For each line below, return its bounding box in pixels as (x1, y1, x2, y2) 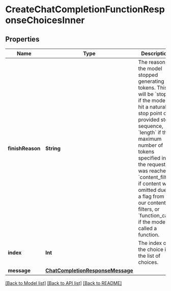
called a (138, 225, 157, 232)
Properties (5, 35, 40, 43)
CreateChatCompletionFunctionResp (5, 4, 165, 15)
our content (138, 199, 166, 206)
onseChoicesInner (5, 14, 85, 26)
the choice (138, 246, 164, 253)
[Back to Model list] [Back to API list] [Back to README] (5, 280, 122, 286)
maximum (138, 136, 162, 142)
